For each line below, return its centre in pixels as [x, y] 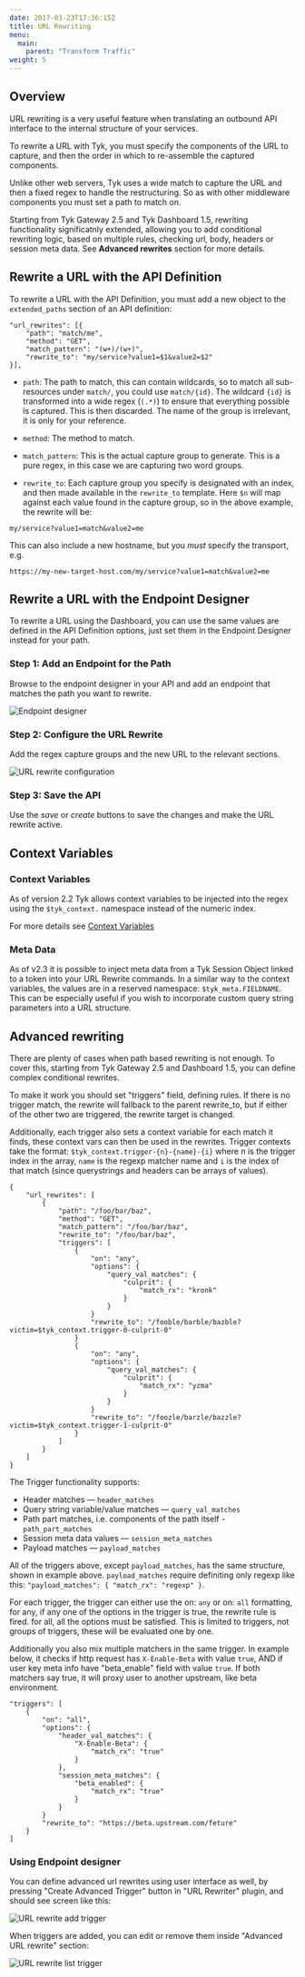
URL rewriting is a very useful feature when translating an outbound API [143, 118]
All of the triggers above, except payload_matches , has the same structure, [148, 1566]
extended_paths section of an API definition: [91, 309]
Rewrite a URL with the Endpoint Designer [129, 600]
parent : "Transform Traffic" [81, 52]
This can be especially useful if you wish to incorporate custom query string [152, 998]
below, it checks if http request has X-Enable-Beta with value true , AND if [146, 1658]
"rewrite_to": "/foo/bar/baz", [117, 1235]
